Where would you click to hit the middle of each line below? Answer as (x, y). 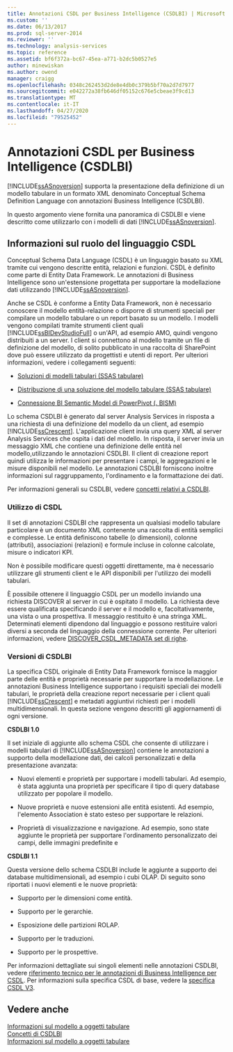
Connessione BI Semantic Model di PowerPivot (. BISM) (97, 403)
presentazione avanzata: (42, 765)
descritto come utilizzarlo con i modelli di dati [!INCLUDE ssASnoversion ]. (112, 222)
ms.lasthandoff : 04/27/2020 (48, 111)
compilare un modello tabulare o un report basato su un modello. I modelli (113, 318)
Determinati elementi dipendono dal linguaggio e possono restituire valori (112, 624)
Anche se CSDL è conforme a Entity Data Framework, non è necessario (110, 303)
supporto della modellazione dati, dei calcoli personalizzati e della (102, 757)
